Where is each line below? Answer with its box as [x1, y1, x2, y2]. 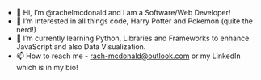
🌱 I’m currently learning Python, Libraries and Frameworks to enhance [15, 33, 250, 43]
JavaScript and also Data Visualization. [15, 42, 146, 52]
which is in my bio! [15, 63, 78, 72]
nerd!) [15, 25, 36, 34]
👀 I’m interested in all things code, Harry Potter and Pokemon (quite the [15, 16, 253, 26]
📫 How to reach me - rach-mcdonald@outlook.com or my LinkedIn [15, 51, 241, 61]
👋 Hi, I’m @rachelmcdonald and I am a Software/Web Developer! [15, 8, 231, 17]
